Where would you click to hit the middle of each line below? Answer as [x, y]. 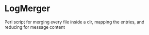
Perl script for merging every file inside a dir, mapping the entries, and [74, 22]
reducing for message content [35, 27]
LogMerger [27, 9]
